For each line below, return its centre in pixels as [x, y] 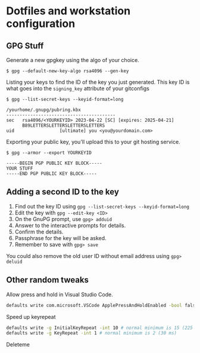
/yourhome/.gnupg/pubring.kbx [44, 110]
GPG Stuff [25, 46]
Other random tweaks [48, 280]
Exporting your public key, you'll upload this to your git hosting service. [93, 142]
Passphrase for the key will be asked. [60, 238]
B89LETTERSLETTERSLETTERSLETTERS [63, 125]
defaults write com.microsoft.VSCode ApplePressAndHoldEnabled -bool [94, 305]
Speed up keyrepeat [31, 317]
